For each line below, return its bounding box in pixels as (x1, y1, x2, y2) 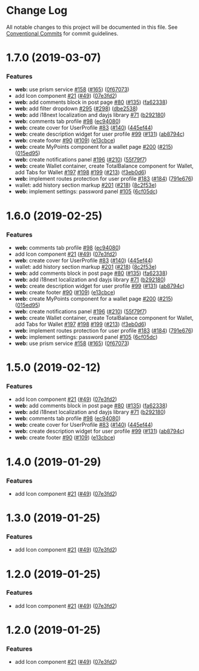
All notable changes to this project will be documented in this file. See (6, 23, 178, 31)
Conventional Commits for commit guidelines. (6, 29, 118, 37)
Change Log (6, 4, 68, 17)
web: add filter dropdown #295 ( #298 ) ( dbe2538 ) (14, 105, 138, 112)
